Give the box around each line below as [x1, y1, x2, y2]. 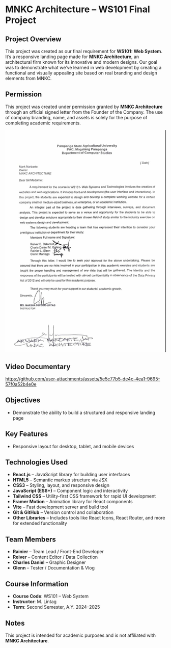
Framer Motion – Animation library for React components [12, 499, 133, 505]
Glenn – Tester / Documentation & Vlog [12, 565, 95, 571]
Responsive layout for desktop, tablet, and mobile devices [12, 443, 134, 449]
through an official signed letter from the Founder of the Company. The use [5, 109, 163, 115]
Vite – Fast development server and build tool [12, 504, 108, 510]
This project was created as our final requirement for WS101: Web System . [5, 48, 163, 54]
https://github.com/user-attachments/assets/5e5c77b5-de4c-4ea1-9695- [5, 376, 160, 382]
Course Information [5, 580, 69, 588]
